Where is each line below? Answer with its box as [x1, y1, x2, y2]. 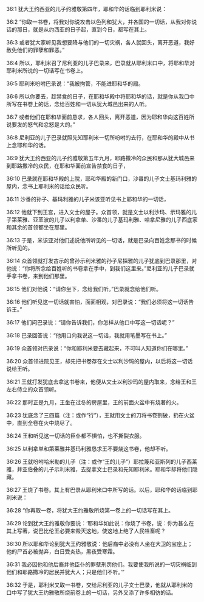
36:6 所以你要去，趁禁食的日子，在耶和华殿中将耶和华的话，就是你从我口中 [6, 93, 195, 100]
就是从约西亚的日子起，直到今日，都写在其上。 [32, 26, 150, 33]
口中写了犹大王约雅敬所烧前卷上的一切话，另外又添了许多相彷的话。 [6, 589, 177, 596]
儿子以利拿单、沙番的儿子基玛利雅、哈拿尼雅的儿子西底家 [53, 216, 198, 223]
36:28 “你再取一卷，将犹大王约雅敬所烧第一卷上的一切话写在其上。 [6, 507, 174, 514]
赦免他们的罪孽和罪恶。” [6, 46, 65, 54]
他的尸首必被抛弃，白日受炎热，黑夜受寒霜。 [6, 548, 118, 555]
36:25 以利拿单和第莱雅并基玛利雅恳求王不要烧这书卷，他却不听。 [6, 445, 172, 452]
